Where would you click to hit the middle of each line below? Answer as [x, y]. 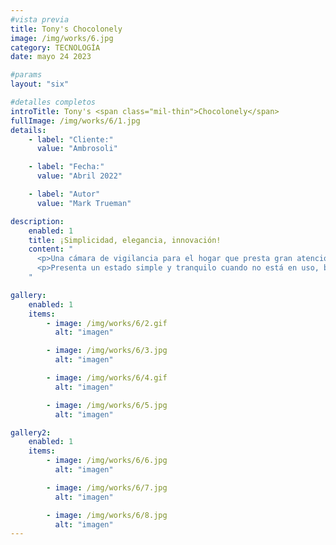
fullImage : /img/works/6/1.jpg [75, 121]
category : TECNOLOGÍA [55, 47]
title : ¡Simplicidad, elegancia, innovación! [125, 240]
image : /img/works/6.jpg [62, 38]
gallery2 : [31, 432]
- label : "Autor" [64, 194]
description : [37, 221]
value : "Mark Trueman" [84, 203]
